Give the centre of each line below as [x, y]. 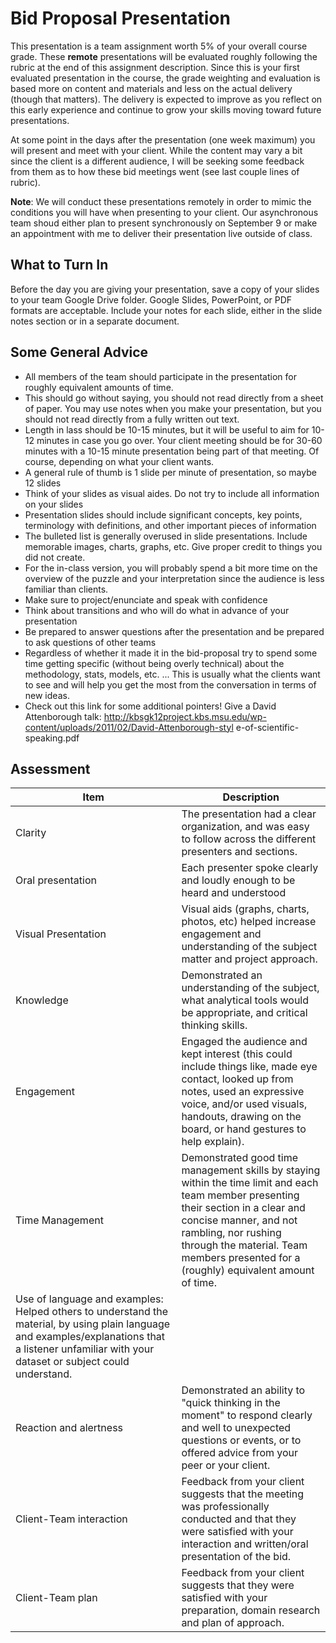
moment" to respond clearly [247, 1415]
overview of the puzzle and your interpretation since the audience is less [174, 578]
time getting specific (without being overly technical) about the [154, 663]
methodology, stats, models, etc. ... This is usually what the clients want [172, 674]
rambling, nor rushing [231, 1233]
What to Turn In [59, 265]
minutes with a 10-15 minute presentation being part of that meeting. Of [172, 451]
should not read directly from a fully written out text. [132, 419]
